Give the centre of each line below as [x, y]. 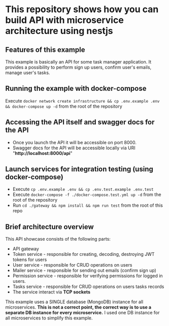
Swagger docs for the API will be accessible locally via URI [74, 148]
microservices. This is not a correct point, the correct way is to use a [78, 307]
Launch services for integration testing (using [79, 169]
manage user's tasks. [28, 73]
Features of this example [45, 50]
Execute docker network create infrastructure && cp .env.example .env [82, 101]
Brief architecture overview [49, 227]
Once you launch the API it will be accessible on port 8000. [75, 142]
